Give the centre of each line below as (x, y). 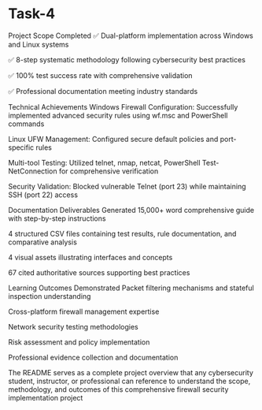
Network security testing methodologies (74, 326)
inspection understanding (50, 296)
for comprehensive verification (109, 171)
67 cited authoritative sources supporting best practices (99, 272)
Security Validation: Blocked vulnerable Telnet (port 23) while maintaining (127, 186)
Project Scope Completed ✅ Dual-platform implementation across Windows (131, 35)
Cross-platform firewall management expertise (84, 311)
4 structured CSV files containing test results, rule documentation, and (122, 233)
